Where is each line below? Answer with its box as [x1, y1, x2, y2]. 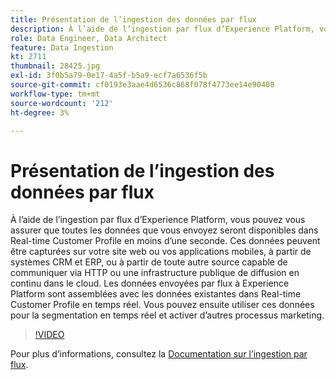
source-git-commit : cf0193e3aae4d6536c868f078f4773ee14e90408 [10, 80, 275, 90]
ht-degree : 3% [10, 107, 70, 118]
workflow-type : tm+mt [10, 89, 101, 99]
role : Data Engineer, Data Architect [10, 33, 168, 43]
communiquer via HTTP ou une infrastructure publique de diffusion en [10, 267, 300, 279]
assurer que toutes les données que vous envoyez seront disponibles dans [10, 224, 319, 236]
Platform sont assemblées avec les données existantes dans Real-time [10, 288, 302, 300]
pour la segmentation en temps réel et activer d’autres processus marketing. [10, 309, 325, 321]
